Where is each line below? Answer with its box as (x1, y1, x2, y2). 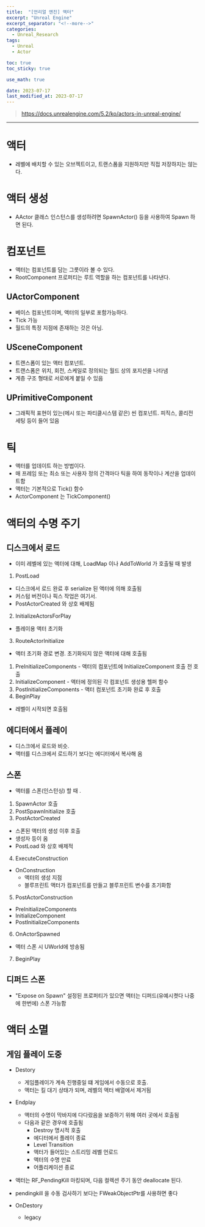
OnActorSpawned (15, 930, 60, 938)
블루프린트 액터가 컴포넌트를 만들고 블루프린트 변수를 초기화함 (24, 881, 171, 889)
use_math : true (6, 76, 45, 83)
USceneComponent (6, 342, 83, 352)
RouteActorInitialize (15, 637, 65, 645)
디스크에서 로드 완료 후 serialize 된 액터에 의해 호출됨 (15, 585, 142, 592)
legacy (24, 1214, 41, 1221)
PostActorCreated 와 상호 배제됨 (15, 600, 95, 607)
